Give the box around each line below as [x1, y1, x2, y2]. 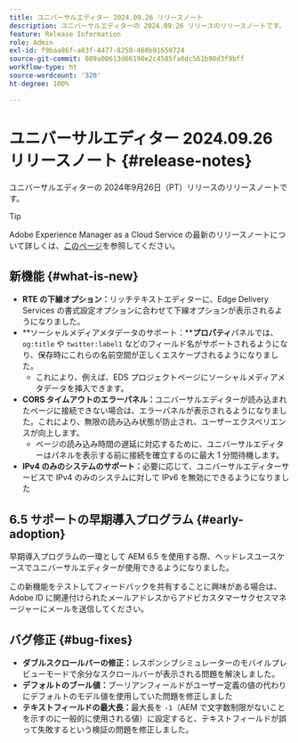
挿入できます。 [74, 383, 129, 394]
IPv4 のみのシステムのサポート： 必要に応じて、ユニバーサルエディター [21, 461, 282, 472]
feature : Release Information [9, 29, 122, 38]
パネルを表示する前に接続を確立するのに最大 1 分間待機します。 [51, 450, 285, 461]
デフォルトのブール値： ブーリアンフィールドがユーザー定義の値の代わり [21, 680, 287, 690]
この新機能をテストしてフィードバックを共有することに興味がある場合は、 [9, 581, 282, 592]
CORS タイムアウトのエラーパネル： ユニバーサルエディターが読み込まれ [21, 394, 287, 405]
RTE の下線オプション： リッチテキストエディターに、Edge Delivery [21, 294, 270, 305]
